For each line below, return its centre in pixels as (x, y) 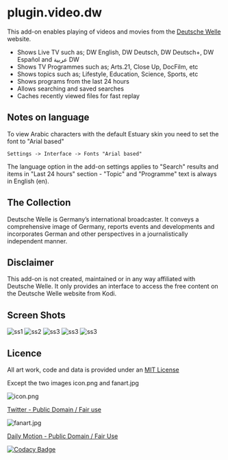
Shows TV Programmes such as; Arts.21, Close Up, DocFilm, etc (107, 66)
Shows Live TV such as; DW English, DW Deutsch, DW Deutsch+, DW (115, 52)
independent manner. (37, 241)
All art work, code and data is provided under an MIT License (93, 370)
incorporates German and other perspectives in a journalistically (98, 234)
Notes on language (48, 118)
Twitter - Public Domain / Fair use (54, 410)
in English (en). (28, 181)
